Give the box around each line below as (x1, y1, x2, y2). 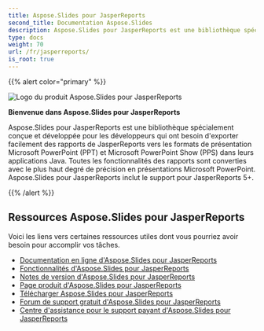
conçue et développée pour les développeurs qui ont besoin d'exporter (8, 131, 239, 140)
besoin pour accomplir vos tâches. (8, 240, 120, 249)
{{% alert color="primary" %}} (8, 76, 107, 86)
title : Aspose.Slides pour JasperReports (8, 11, 146, 20)
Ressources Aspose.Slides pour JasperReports (8, 211, 245, 224)
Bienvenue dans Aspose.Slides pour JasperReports (8, 107, 181, 116)
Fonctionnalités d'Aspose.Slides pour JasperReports (19, 263, 189, 273)
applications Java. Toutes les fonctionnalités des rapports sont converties (8, 156, 247, 165)
